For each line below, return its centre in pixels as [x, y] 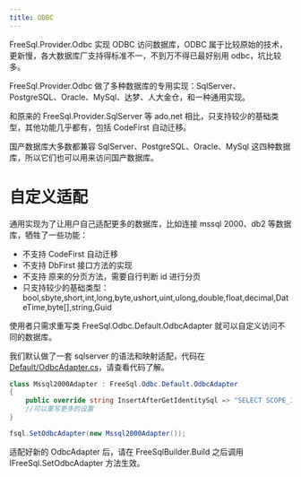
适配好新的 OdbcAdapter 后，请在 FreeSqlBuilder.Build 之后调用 [127, 451]
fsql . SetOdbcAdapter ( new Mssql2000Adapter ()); [98, 433]
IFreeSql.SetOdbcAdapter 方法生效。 [77, 463]
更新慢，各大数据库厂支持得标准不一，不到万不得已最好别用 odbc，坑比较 [146, 56]
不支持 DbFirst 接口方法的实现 [77, 265]
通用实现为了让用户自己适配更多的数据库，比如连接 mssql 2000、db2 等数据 [150, 223]
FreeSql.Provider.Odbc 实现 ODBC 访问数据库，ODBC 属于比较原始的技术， [149, 44]
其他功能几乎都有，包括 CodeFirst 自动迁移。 [108, 127]
